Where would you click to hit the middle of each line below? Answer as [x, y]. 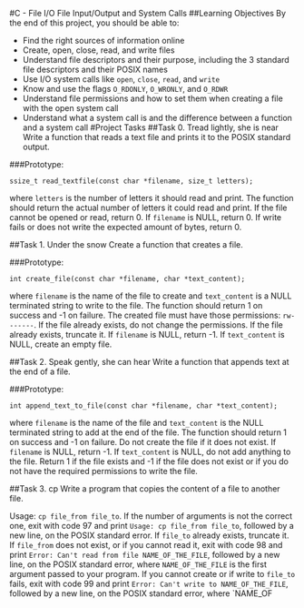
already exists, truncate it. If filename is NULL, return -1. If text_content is [147, 334]
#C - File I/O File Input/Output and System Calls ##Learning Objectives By [148, 13]
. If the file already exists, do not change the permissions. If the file [158, 325]
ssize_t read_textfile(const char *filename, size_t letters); [132, 181]
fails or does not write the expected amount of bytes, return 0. [126, 227]
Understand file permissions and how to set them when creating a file [152, 98]
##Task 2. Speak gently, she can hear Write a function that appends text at [149, 362]
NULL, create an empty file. [61, 344]
